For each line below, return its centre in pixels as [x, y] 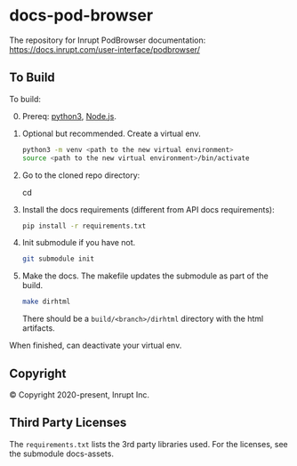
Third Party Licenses [68, 423]
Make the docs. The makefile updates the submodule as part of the [145, 276]
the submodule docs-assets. [61, 454]
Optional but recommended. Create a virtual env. [112, 133]
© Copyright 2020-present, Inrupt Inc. [79, 394]
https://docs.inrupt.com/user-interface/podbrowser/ [104, 49]
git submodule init [58, 259]
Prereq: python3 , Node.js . [69, 116]
